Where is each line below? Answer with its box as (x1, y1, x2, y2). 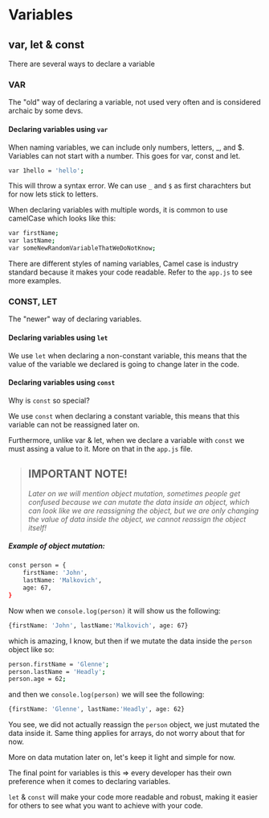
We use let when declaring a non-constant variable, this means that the (8, 350, 247, 360)
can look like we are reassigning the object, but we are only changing (27, 506, 259, 515)
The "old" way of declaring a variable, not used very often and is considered (8, 97, 261, 107)
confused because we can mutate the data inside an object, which (27, 497, 251, 506)
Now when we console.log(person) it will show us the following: (8, 605, 221, 615)
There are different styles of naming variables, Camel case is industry (8, 259, 238, 268)
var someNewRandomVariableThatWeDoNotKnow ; (8, 244, 157, 253)
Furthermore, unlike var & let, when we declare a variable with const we (8, 435, 245, 444)
